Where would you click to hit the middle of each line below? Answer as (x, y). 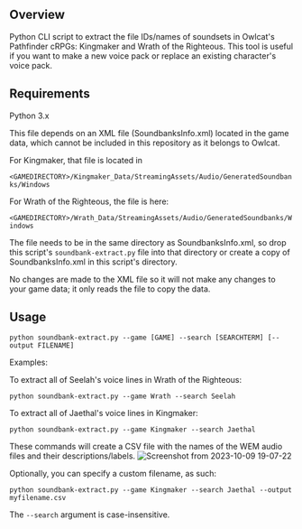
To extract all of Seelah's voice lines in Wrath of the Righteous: (126, 380)
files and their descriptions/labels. (73, 456)
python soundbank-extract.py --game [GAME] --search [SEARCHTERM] (137, 338)
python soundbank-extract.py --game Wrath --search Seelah (123, 396)
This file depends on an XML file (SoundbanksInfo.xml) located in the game (149, 133)
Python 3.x (29, 116)
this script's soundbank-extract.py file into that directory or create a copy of (150, 252)
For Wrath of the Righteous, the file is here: (89, 201)
